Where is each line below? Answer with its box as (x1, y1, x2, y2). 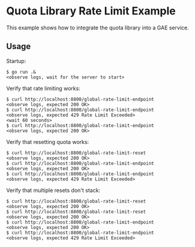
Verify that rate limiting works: (6, 85, 81, 92)
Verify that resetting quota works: (6, 138, 89, 145)
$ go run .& (6, 69, 36, 75)
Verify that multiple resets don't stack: (6, 186, 101, 194)
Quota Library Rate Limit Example (6, 4, 176, 18)
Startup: (6, 57, 26, 64)
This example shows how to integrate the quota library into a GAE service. (6, 24, 189, 31)
